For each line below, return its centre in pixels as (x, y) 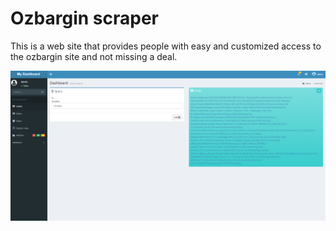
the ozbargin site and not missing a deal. (94, 56)
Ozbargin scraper (85, 18)
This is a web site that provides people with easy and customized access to (166, 46)
